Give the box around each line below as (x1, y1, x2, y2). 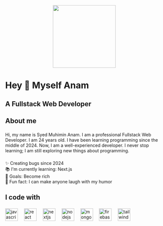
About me (5, 116, 37, 125)
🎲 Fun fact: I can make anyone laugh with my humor (5, 178, 112, 184)
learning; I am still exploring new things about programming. (5, 147, 129, 153)
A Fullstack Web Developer (5, 100, 92, 108)
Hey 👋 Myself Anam (5, 80, 89, 91)
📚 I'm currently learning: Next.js (5, 166, 73, 172)
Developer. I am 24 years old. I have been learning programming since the (5, 137, 158, 143)
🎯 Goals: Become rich (5, 173, 50, 179)
